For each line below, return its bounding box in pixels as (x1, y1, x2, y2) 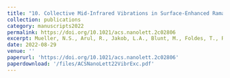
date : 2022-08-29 (7, 41, 57, 48)
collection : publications (7, 16, 81, 23)
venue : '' (7, 48, 36, 55)
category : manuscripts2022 (7, 22, 84, 29)
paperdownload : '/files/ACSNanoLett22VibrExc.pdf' (7, 60, 155, 67)
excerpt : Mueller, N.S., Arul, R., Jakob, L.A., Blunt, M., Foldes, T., (7, 35, 219, 42)
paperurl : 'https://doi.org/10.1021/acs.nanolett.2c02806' (7, 54, 179, 61)
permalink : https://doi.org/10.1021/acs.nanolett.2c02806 (7, 28, 176, 36)
